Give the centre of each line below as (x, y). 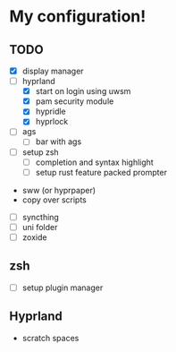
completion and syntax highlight (94, 162)
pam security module (75, 101)
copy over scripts (54, 200)
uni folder (40, 227)
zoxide (34, 237)
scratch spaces (50, 338)
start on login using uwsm (83, 91)
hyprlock (52, 122)
